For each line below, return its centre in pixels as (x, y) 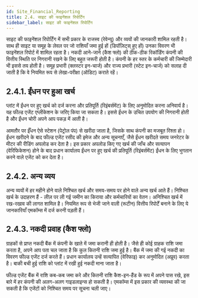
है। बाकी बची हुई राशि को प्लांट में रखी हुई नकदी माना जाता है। (64, 263)
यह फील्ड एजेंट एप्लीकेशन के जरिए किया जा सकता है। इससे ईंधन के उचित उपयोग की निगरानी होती (98, 112)
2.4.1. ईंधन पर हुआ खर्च (41, 91)
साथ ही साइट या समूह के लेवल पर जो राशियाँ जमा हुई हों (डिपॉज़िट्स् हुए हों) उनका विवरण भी (91, 46)
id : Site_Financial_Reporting (43, 12)
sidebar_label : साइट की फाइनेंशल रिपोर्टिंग (49, 22)
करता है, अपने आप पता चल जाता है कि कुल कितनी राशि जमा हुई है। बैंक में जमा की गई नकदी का (95, 250)
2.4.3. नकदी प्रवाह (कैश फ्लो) (49, 229)
